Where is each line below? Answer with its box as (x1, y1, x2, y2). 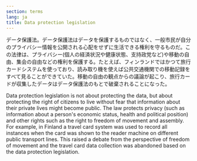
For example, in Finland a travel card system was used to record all (6, 123, 168, 130)
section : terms (6, 8, 43, 15)
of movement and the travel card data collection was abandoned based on (6, 142, 186, 149)
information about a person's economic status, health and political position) (6, 111, 189, 118)
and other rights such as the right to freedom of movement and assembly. (6, 117, 185, 124)
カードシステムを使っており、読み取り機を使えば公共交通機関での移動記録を (6, 66, 191, 73)
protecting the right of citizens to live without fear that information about (6, 98, 181, 106)
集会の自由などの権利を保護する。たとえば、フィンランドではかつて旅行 (16, 58, 191, 65)
